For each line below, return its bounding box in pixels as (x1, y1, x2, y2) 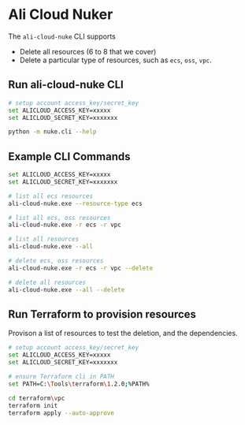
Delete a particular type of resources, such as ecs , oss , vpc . (19, 55, 212, 65)
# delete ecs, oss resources (8, 257, 104, 265)
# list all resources (8, 235, 80, 244)
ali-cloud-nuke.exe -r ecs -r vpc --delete (8, 264, 154, 272)
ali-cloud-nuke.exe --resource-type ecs (8, 199, 143, 207)
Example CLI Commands (8, 150, 131, 163)
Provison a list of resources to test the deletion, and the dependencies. (8, 329, 238, 338)
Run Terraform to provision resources (8, 308, 197, 321)
